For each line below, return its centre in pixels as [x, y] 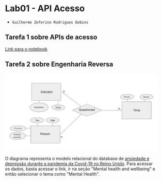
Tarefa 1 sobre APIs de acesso [51, 37]
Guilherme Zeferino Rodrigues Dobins [50, 22]
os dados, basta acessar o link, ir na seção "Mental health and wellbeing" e [80, 169]
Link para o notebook [26, 49]
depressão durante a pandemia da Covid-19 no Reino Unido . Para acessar [79, 164]
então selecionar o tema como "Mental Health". [52, 174]
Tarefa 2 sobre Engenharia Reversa [59, 64]
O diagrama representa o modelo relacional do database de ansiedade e [77, 159]
